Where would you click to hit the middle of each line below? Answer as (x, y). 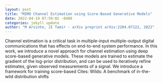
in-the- (143, 71)
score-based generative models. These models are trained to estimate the (79, 56)
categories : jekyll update (32, 23)
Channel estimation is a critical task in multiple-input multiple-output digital (80, 41)
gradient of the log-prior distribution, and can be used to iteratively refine (78, 61)
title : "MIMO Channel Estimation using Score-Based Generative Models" (79, 14)
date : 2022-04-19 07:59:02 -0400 (39, 18)
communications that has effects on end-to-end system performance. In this (81, 46)
